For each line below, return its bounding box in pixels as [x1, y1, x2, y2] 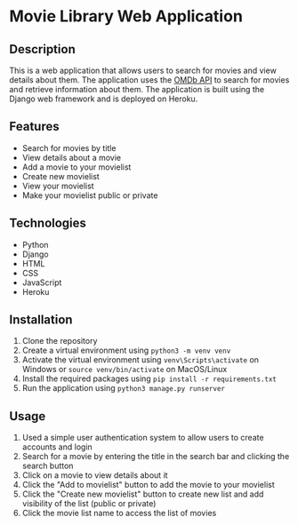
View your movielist [21, 180, 95, 191]
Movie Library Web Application [9, 6, 243, 27]
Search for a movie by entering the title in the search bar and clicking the [21, 451, 290, 462]
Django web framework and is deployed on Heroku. [9, 93, 198, 104]
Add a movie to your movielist [21, 162, 132, 172]
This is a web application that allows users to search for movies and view [9, 65, 278, 76]
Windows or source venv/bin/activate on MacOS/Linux [21, 364, 228, 375]
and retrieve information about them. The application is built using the [9, 84, 265, 94]
